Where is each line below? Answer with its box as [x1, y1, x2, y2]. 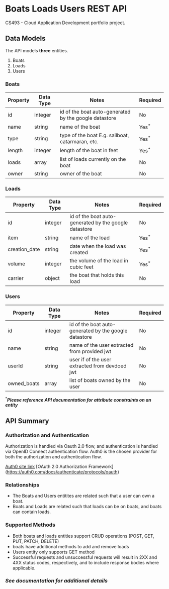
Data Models [5, 34, 46, 43]
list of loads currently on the [59, 155, 126, 162]
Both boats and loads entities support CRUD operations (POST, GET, [12, 533, 154, 539]
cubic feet [69, 263, 94, 270]
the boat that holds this [69, 272, 124, 279]
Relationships [5, 481, 40, 488]
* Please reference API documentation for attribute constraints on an [5, 396, 152, 403]
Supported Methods [5, 521, 56, 528]
